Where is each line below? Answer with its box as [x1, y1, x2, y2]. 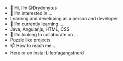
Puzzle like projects [10, 37, 51, 43]
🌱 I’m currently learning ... [10, 21, 64, 27]
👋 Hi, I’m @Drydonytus [10, 5, 57, 11]
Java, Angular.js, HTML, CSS [10, 26, 70, 32]
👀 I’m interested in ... [10, 10, 53, 16]
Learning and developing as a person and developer [10, 16, 118, 21]
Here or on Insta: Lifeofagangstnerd [10, 50, 84, 55]
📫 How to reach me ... [10, 43, 57, 48]
